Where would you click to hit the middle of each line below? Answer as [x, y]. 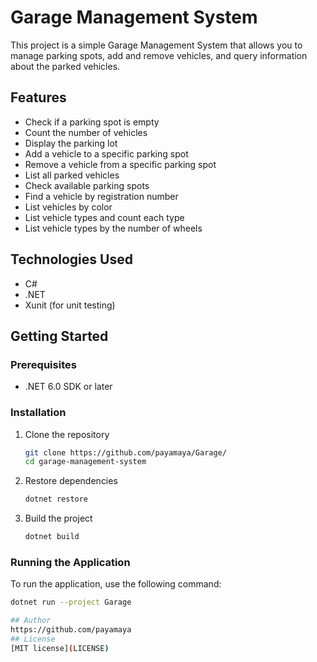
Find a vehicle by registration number [101, 196]
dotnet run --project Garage [71, 602]
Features [38, 97]
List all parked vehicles [72, 175]
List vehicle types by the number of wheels [113, 228]
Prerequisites [43, 364]
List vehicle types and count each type [104, 217]
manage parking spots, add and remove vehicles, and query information [159, 55]
